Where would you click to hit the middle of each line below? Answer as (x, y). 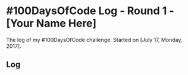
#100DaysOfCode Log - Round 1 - (90, 11)
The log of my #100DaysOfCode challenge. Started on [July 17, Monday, (94, 40)
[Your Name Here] (51, 23)
